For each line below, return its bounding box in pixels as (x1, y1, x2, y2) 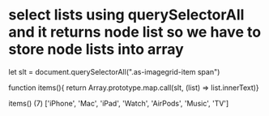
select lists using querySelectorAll (8, 6, 245, 24)
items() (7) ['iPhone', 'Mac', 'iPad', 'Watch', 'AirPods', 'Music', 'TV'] (8, 98, 229, 108)
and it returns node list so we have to (8, 23, 262, 41)
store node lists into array (8, 41, 184, 58)
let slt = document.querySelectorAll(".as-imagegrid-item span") (8, 67, 220, 76)
